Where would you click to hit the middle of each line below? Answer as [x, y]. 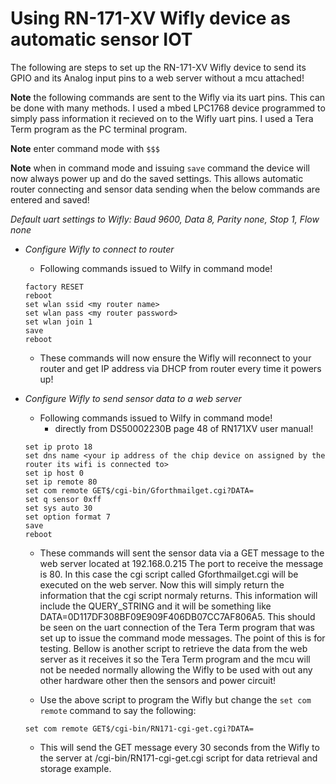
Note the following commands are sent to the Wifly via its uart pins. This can [168, 97]
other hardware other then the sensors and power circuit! [158, 680]
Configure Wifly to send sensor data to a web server [133, 398]
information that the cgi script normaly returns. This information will [178, 595]
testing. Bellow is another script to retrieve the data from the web [173, 648]
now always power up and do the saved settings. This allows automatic [157, 178]
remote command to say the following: [118, 710]
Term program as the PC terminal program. [99, 129]
